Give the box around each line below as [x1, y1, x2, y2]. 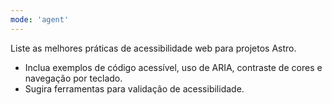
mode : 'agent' [10, 14, 70, 25]
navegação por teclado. [24, 72, 123, 84]
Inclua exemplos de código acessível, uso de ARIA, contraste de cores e [24, 61, 323, 73]
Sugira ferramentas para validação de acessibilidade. [24, 82, 245, 95]
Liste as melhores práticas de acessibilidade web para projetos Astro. [10, 42, 297, 54]
